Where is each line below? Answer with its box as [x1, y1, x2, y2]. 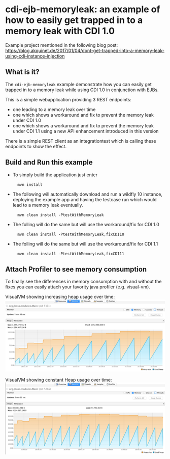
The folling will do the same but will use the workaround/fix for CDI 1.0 [12, 221, 160, 227]
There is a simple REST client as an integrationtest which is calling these [5, 138, 156, 144]
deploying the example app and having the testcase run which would [12, 196, 157, 202]
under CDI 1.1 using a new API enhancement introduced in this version [12, 128, 159, 134]
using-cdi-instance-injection [5, 52, 65, 59]
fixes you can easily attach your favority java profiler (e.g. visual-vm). [5, 284, 151, 290]
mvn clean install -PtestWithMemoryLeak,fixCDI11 [17, 251, 124, 256]
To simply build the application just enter [12, 172, 98, 178]
